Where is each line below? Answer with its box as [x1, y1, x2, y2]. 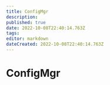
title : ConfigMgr [6, 8, 49, 15]
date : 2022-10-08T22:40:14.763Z [6, 25, 85, 31]
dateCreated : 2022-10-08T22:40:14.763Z [6, 42, 104, 47]
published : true [6, 19, 46, 25]
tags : [6, 30, 19, 36]
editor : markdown [6, 36, 49, 42]
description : [6, 14, 38, 20]
